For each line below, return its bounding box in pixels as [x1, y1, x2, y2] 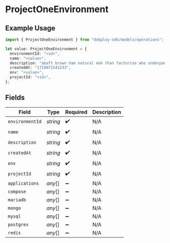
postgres [8, 222, 29, 227]
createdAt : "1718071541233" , [10, 65, 71, 71]
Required [65, 108, 88, 115]
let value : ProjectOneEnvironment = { [5, 46, 87, 51]
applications [8, 180, 39, 186]
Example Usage [5, 24, 56, 32]
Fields [5, 93, 25, 102]
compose [8, 189, 26, 194]
